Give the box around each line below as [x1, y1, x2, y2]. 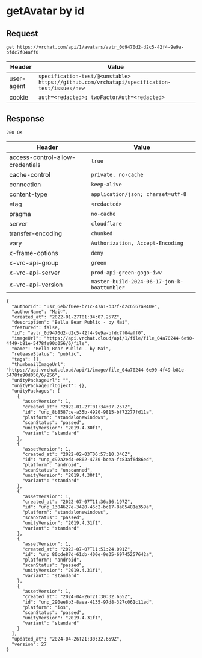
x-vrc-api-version [9, 280, 63, 289]
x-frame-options [9, 248, 58, 257]
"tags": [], [11, 356, 42, 362]
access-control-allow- [9, 153, 76, 161]
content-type [9, 190, 48, 198]
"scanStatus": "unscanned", [22, 467, 93, 473]
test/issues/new [38, 85, 85, 92]
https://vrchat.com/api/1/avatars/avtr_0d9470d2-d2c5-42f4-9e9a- [17, 44, 185, 50]
